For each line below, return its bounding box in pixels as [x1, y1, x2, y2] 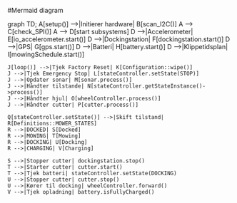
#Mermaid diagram [7, 6, 64, 14]
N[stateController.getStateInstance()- [86, 83, 206, 90]
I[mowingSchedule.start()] [7, 50, 85, 58]
